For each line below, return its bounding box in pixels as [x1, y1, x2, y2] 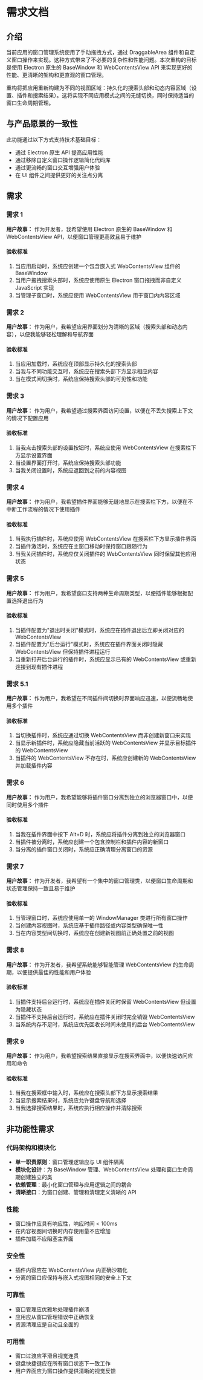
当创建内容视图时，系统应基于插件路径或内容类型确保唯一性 [14, 922, 164, 929]
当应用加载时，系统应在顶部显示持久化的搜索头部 [14, 360, 137, 368]
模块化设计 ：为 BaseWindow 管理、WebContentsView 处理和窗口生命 [14, 1165, 188, 1173]
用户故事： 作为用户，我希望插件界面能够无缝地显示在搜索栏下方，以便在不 [6, 498, 193, 505]
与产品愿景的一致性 [6, 119, 78, 129]
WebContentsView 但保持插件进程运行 [14, 648, 111, 655]
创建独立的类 [20, 1173, 53, 1180]
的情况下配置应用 [6, 414, 49, 421]
